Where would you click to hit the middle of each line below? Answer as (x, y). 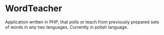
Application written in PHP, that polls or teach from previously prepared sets (82, 22)
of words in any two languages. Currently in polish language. (67, 27)
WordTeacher (34, 9)
